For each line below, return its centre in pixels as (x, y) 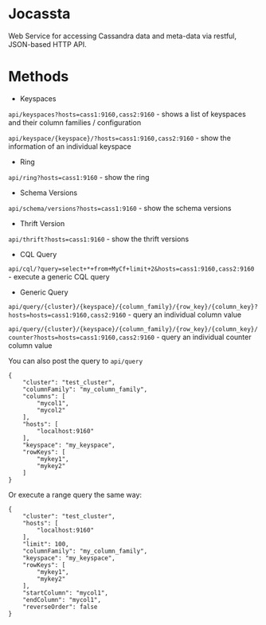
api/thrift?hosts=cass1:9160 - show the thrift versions (99, 239)
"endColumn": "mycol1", (62, 600)
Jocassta (39, 14)
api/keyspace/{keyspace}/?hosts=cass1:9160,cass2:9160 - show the (119, 138)
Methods (39, 77)
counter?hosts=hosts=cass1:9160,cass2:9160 (82, 338)
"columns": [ (44, 396)
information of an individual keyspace (70, 146)
